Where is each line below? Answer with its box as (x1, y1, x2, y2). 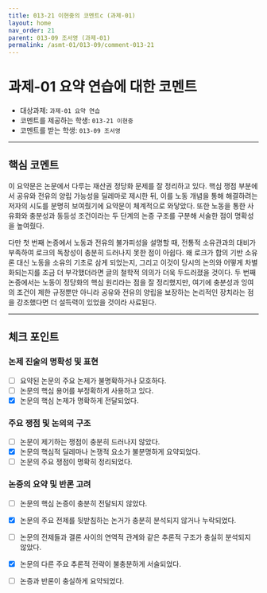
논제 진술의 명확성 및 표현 (8, 356, 99, 367)
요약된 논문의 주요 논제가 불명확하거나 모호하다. (19, 375, 167, 386)
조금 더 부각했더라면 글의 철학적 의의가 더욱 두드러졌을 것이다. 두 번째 (42, 267, 257, 277)
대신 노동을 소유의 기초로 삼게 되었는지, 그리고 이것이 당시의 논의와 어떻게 (16, 258, 244, 267)
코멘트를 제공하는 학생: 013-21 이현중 (19, 116, 133, 126)
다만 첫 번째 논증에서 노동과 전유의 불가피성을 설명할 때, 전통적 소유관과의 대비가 (8, 238, 257, 247)
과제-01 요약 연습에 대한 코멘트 (8, 78, 197, 96)
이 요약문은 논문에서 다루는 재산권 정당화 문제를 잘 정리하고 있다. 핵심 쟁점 (8, 180, 237, 191)
